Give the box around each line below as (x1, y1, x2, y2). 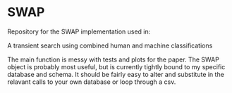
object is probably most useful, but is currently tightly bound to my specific (7, 62, 226, 71)
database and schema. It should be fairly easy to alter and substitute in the (7, 70, 224, 78)
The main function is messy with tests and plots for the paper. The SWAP (7, 55, 220, 64)
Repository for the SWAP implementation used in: (7, 27, 151, 36)
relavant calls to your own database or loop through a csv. (7, 78, 176, 86)
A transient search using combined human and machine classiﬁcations (7, 41, 213, 50)
